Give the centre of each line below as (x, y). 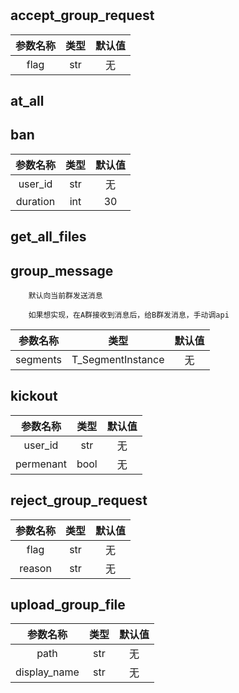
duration (35, 201)
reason (35, 568)
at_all (27, 101)
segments (38, 360)
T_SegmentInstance (118, 360)
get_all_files (48, 237)
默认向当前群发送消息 (65, 296)
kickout (34, 396)
